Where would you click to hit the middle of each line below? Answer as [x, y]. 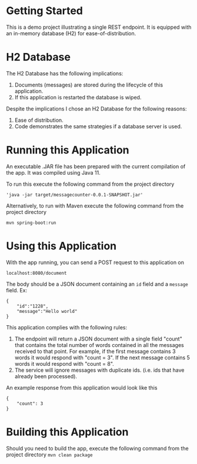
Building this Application [67, 432]
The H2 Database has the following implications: [65, 73]
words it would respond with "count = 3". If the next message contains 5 [102, 358]
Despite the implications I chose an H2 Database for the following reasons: [96, 109]
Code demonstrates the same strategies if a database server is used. [98, 126]
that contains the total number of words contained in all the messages [99, 345]
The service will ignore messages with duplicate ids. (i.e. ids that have [99, 370]
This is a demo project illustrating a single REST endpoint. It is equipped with [99, 27]
